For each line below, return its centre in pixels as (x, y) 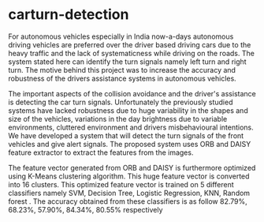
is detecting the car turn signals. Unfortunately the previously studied (121, 102)
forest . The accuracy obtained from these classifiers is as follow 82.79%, (128, 201)
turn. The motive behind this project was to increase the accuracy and (122, 70)
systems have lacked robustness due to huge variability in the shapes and (128, 110)
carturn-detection (69, 15)
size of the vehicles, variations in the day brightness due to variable (118, 119)
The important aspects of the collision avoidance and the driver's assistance (132, 93)
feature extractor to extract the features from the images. (101, 152)
